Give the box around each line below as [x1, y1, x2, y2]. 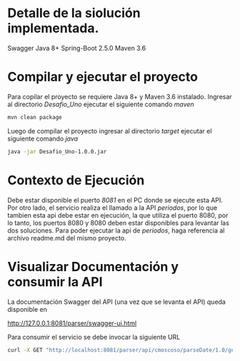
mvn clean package [7, 113, 62, 121]
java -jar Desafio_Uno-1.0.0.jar [7, 148, 107, 155]
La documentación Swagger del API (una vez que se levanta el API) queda [7, 298, 226, 306]
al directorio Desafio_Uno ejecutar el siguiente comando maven [7, 100, 194, 108]
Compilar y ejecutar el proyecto [7, 69, 199, 85]
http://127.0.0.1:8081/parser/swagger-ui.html [7, 319, 137, 327]
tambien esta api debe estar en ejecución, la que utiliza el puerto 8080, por [7, 210, 229, 219]
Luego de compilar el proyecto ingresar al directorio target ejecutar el [7, 126, 212, 135]
